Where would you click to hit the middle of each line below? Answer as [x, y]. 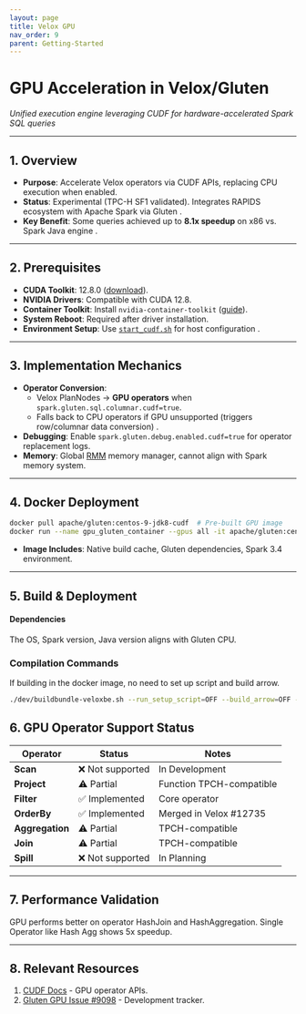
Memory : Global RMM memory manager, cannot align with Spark [145, 456]
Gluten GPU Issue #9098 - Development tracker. [113, 1000]
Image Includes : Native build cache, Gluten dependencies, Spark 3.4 [152, 549]
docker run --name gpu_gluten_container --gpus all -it [117, 532]
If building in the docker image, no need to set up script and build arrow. [145, 683]
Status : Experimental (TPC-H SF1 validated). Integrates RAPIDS [142, 202]
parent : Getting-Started [56, 43]
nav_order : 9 [34, 35]
